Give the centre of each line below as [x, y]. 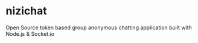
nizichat [27, 11]
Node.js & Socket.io [30, 33]
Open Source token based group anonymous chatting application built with [99, 27]
